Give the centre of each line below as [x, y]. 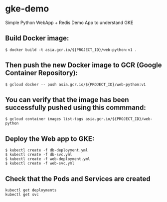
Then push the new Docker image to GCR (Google [83, 65]
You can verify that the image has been [67, 100]
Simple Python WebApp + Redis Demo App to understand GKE [69, 22]
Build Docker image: [37, 38]
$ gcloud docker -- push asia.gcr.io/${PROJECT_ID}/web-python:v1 [76, 84]
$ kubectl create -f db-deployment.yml [47, 150]
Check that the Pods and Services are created [78, 179]
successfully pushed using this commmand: [76, 107]
